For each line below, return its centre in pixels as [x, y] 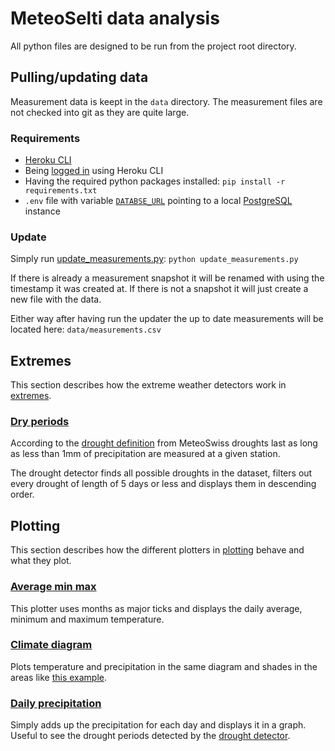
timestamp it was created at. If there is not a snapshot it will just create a [159, 289]
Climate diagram [51, 645]
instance [42, 211]
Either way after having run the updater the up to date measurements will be [167, 319]
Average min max [53, 587]
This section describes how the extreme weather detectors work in [148, 385]
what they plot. [41, 561]
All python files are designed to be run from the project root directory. [153, 46]
